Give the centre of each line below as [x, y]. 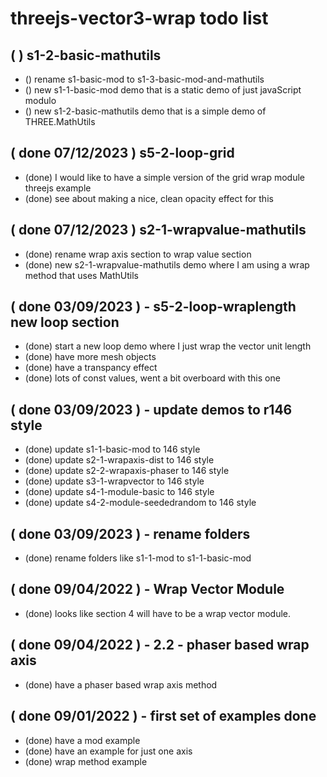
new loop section [65, 322]
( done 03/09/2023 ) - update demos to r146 [151, 409]
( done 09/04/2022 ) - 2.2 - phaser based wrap [160, 645]
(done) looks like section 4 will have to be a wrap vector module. [158, 613]
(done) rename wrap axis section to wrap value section [138, 254]
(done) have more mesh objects [90, 357]
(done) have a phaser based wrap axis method [121, 684]
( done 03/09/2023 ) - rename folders [130, 533]
